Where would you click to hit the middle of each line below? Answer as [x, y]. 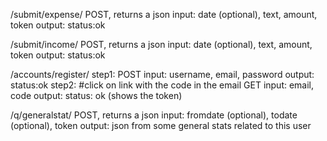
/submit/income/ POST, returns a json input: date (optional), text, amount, [161, 44]
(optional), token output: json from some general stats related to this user [161, 125]
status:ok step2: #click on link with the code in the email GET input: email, [162, 85]
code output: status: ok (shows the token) [96, 95]
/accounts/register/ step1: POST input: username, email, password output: [162, 74]
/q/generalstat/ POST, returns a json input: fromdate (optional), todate [154, 115]
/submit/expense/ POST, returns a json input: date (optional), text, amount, [164, 14]
